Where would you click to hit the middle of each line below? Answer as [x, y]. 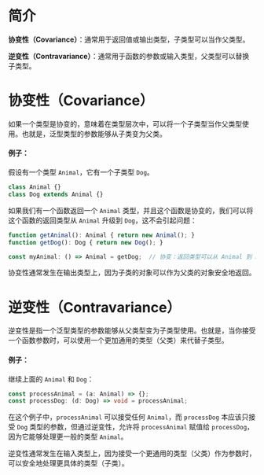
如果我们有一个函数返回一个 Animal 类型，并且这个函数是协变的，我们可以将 [131, 210]
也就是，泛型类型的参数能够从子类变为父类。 [94, 134]
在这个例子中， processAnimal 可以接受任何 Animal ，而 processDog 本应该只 [128, 417]
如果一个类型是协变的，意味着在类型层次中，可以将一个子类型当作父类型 [125, 123]
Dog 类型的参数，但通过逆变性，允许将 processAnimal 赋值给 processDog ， [135, 427]
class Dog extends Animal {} [56, 194]
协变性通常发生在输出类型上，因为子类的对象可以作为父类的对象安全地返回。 [132, 273]
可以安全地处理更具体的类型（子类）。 [68, 463]
